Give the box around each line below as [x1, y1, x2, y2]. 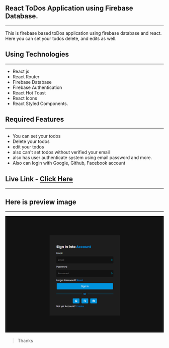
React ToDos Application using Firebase [5, 4, 133, 13]
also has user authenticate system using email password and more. [12, 155, 152, 161]
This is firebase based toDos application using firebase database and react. [5, 30, 162, 36]
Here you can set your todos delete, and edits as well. [5, 35, 117, 41]
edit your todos [12, 144, 44, 150]
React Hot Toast [12, 89, 46, 95]
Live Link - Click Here [5, 174, 73, 183]
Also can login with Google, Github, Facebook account [12, 160, 126, 166]
